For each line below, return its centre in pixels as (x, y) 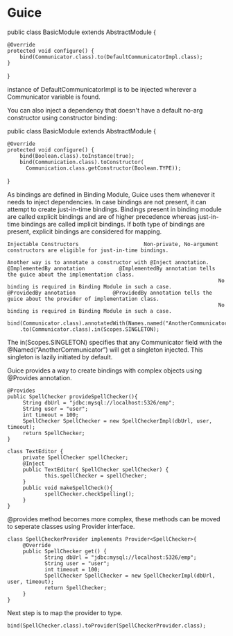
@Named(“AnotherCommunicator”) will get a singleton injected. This (105, 350)
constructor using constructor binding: (62, 117)
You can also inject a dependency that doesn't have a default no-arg (105, 110)
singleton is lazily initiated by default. (60, 357)
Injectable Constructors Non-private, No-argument (113, 244)
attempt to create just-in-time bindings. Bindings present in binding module (114, 209)
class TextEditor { (35, 451)
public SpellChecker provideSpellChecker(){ (72, 397)
